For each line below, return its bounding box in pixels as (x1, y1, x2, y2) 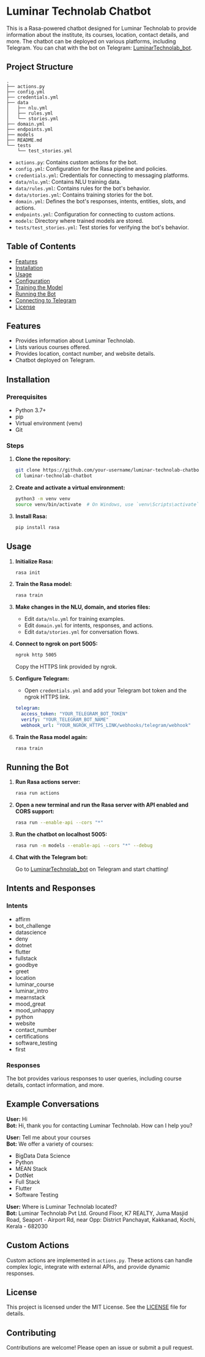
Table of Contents (6, 241, 76, 252)
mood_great (15, 1000, 46, 1007)
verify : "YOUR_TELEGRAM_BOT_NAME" (21, 716, 109, 723)
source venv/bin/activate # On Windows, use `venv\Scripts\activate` (15, 501, 199, 508)
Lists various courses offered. (15, 344, 91, 351)
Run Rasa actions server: (15, 778, 81, 786)
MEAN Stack (15, 1165, 48, 1172)
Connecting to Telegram (15, 296, 76, 304)
